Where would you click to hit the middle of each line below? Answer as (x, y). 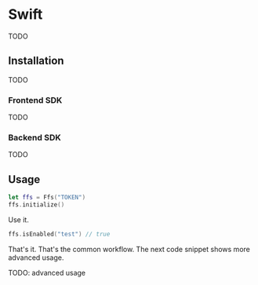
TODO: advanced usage (47, 272)
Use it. (18, 219)
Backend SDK (35, 137)
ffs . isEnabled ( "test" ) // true (59, 234)
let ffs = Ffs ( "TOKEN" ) (47, 198)
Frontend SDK (35, 100)
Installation (36, 61)
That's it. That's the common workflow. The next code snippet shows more (129, 249)
